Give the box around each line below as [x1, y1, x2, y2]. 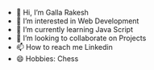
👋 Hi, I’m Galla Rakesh [15, 8, 89, 17]
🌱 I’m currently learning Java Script [15, 25, 133, 34]
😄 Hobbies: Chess [15, 54, 79, 64]
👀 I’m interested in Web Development [15, 16, 139, 26]
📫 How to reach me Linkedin [15, 43, 113, 51]
